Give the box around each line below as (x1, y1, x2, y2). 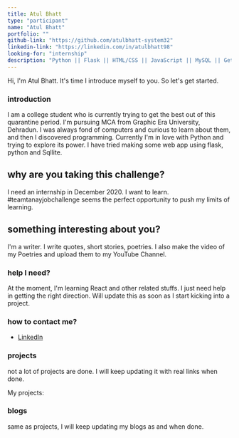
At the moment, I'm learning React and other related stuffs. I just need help (7, 283, 226, 292)
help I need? (7, 268, 51, 278)
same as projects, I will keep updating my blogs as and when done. (7, 422, 204, 431)
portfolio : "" (7, 30, 50, 38)
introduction (7, 94, 51, 104)
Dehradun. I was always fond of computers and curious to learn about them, (7, 125, 231, 134)
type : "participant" (7, 17, 69, 24)
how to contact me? (7, 316, 78, 326)
